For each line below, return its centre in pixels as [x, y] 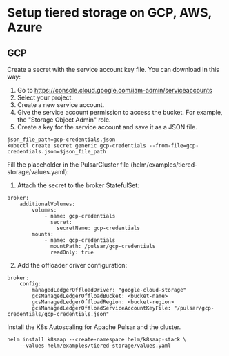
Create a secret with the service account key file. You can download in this [113, 69]
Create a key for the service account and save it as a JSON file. [107, 127]
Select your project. [45, 97]
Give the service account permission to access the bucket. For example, [120, 112]
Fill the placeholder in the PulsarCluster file [68, 165]
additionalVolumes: [48, 204]
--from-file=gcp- [174, 146]
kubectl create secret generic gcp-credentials [77, 146]
